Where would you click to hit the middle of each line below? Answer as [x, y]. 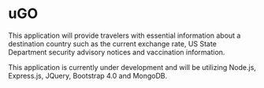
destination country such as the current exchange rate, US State [112, 43]
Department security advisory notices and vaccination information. [117, 52]
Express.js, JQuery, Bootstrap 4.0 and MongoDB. [88, 75]
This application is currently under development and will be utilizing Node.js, [132, 67]
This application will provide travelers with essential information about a [125, 35]
